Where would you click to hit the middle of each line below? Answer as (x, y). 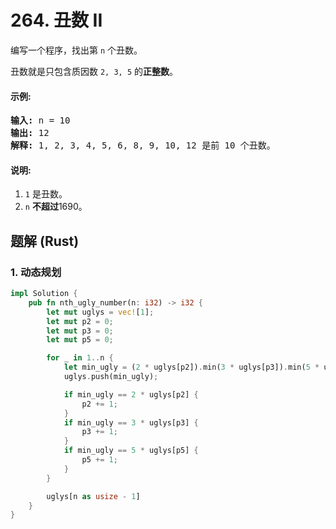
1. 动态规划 (36, 272)
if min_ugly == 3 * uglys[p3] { (131, 422)
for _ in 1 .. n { (80, 358)
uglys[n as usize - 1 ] (93, 496)
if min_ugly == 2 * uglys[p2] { (131, 394)
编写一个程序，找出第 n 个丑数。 (76, 50)
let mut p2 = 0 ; (80, 321)
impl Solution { (44, 294)
